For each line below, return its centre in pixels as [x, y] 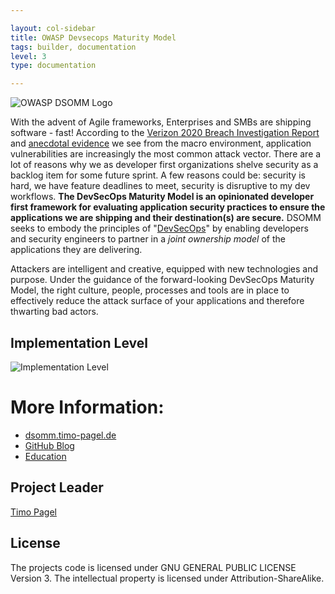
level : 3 [28, 56]
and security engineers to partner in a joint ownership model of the [148, 239]
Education [45, 456]
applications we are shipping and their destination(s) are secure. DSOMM [166, 218]
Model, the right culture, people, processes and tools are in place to [150, 290]
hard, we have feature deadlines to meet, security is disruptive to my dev [160, 186]
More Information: [87, 407]
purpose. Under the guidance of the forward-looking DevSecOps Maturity [162, 280]
